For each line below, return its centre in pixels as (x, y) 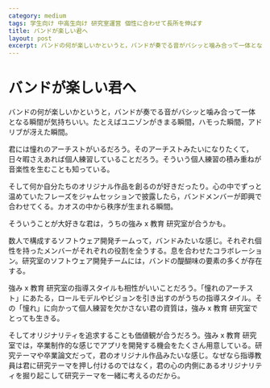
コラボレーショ (237, 251)
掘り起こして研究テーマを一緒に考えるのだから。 (104, 376)
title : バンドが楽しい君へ (48, 31)
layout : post (30, 38)
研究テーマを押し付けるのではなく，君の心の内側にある (128, 365)
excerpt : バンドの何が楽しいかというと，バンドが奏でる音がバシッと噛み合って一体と (133, 46)
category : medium (37, 16)
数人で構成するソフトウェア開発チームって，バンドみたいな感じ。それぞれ (132, 241)
